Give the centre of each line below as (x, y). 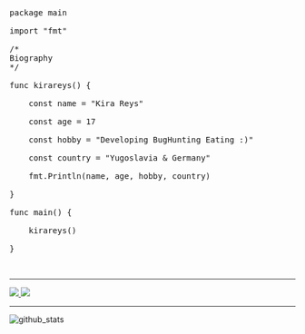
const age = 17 (62, 122)
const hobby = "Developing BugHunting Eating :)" (141, 140)
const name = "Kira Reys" (86, 103)
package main (39, 13)
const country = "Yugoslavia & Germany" (120, 158)
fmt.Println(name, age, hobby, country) (120, 176)
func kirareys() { (50, 85)
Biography (31, 58)
